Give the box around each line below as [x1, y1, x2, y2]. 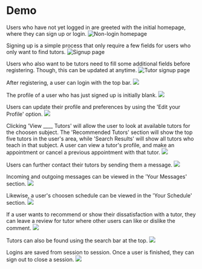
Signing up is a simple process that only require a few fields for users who [6, 42, 191, 49]
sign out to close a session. [6, 256, 74, 263]
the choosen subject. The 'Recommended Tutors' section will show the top [6, 128, 193, 136]
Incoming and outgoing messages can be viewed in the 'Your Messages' [6, 173, 187, 180]
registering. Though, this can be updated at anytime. [6, 66, 137, 73]
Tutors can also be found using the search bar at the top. [6, 237, 148, 244]
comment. [6, 224, 31, 231]
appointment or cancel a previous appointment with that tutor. [6, 148, 160, 156]
